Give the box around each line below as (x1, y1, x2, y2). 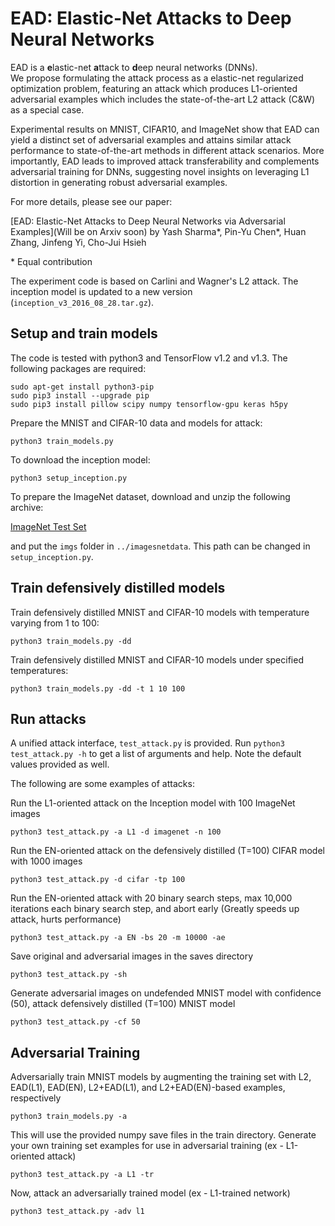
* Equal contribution (10, 255, 93, 267)
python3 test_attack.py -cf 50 (10, 1017, 141, 1027)
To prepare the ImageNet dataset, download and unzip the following (10, 490, 291, 502)
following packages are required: (10, 362, 147, 374)
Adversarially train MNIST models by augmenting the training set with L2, (10, 1071, 312, 1083)
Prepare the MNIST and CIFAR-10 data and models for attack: (10, 417, 263, 429)
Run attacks (10, 710, 87, 727)
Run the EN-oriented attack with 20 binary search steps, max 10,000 (10, 892, 293, 904)
